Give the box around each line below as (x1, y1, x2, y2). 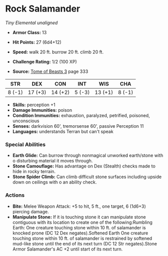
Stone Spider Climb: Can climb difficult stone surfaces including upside (12, 174, 162, 180)
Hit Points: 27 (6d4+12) (12, 39, 62, 45)
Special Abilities (5, 141, 46, 148)
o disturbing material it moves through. (12, 158, 93, 164)
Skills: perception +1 (12, 102, 55, 108)
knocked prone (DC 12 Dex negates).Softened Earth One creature (12, 230, 148, 236)
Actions (5, 192, 25, 199)
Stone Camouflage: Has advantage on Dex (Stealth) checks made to (12, 163, 156, 169)
